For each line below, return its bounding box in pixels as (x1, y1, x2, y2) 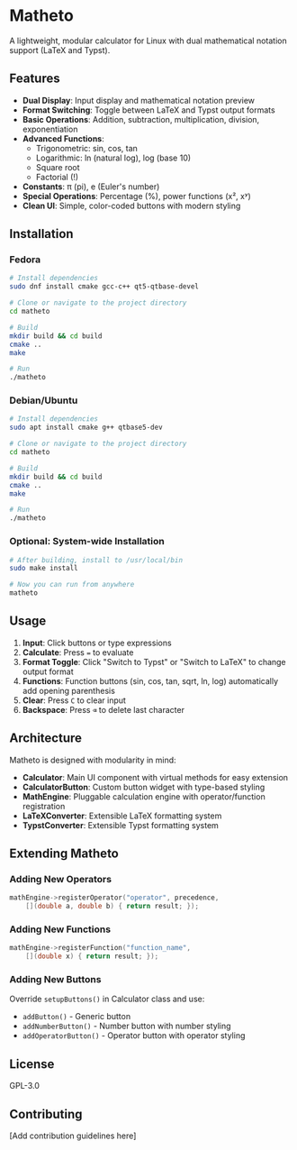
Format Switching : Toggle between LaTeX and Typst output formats (22, 105, 276, 115)
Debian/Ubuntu (9, 394, 78, 406)
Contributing (9, 1106, 83, 1122)
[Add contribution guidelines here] (9, 1130, 137, 1141)
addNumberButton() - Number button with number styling (22, 1020, 231, 1032)
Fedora (9, 253, 41, 266)
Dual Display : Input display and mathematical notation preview (22, 95, 255, 105)
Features (9, 71, 60, 87)
